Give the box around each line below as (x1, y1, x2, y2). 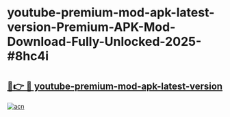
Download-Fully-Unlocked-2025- (7, 34, 202, 49)
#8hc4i (7, 49, 49, 64)
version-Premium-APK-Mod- (7, 19, 176, 35)
